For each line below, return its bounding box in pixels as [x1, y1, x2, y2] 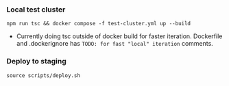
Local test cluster [6, 5, 66, 14]
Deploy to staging [6, 57, 67, 66]
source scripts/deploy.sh [6, 72, 80, 79]
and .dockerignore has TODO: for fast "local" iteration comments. [16, 40, 213, 48]
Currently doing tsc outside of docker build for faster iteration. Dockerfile [16, 32, 223, 40]
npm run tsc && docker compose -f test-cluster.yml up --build [6, 20, 191, 27]
